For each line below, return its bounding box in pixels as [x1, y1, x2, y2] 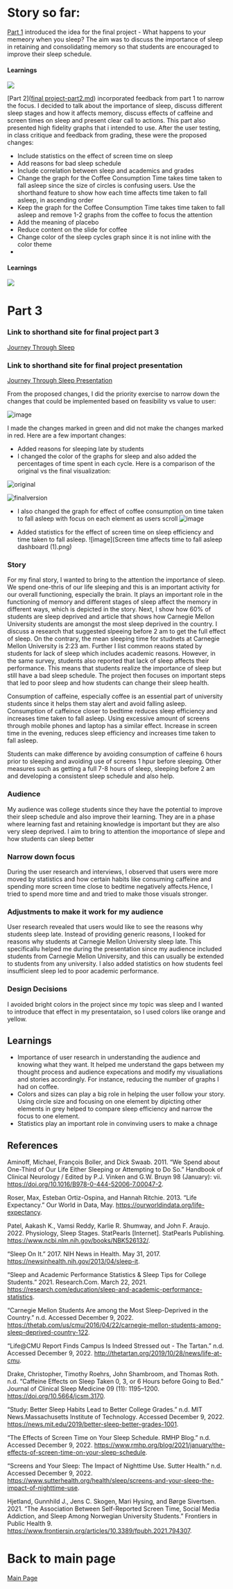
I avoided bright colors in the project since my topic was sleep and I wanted [7, 1000, 223, 1008]
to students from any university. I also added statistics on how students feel [7, 960, 223, 968]
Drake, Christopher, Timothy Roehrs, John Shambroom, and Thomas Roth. [7, 1370, 220, 1378]
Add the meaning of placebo [17, 218, 99, 227]
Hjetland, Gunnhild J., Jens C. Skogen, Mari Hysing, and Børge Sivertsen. [7, 1497, 216, 1506]
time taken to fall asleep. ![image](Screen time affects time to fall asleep [17, 535, 223, 544]
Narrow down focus [7, 851, 75, 861]
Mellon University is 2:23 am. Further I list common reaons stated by [7, 642, 202, 650]
